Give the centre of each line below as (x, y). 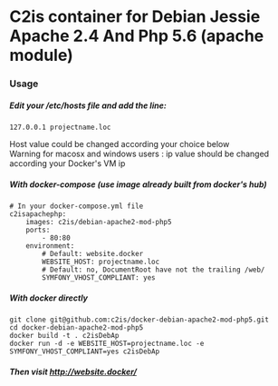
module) (42, 55)
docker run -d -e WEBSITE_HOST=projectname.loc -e (107, 344)
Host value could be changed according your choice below (120, 144)
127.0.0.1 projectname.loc (60, 128)
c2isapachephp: (38, 214)
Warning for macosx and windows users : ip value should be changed (139, 154)
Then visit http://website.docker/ (73, 371)
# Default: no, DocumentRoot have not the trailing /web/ (153, 270)
